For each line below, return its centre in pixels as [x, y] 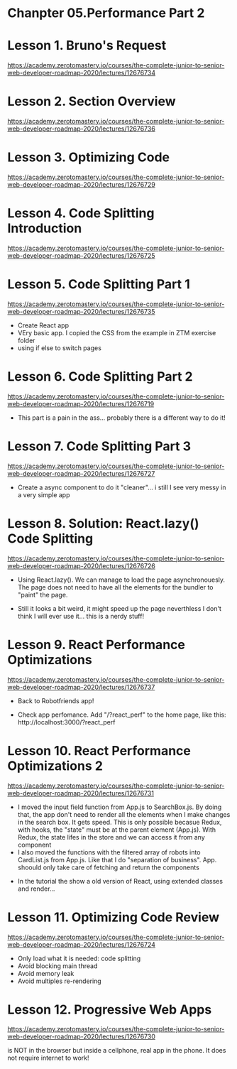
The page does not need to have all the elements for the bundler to [115, 587]
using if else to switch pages [59, 348]
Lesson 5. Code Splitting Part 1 [99, 284]
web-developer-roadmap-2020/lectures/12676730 [82, 1037]
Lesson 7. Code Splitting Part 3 [99, 446]
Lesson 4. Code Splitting [81, 213]
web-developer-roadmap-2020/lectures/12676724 [82, 944]
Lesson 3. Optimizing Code [89, 157]
